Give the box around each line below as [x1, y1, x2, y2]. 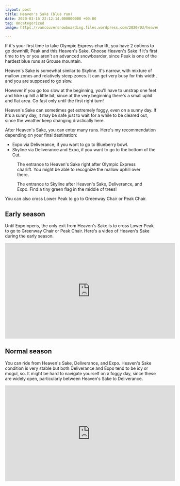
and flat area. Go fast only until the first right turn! [5, 98, 104, 104]
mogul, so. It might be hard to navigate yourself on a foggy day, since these [5, 370, 156, 376]
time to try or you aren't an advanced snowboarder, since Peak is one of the [5, 53, 157, 59]
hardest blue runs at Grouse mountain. [5, 58, 82, 64]
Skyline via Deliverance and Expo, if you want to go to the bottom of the [12, 147, 156, 153]
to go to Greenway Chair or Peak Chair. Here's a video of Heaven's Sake [5, 228, 149, 234]
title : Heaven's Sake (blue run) [5, 12, 73, 17]
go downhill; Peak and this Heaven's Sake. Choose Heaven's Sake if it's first [5, 48, 158, 54]
